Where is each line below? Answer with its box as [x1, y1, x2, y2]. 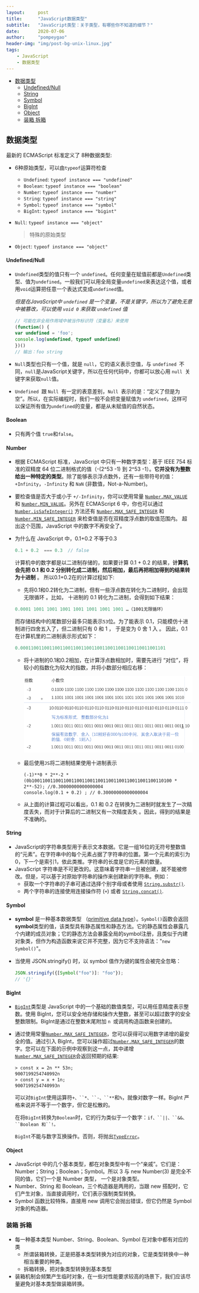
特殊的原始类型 [29, 231, 66, 238]
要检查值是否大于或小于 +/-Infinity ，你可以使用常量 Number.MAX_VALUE [14, 493, 188, 500]
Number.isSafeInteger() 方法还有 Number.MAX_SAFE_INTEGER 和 [14, 507, 164, 515]
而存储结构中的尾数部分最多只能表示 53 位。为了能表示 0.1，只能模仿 [14, 618, 178, 625]
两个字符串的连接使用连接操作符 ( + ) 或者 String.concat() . [23, 888, 164, 895]
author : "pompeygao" [6, 34, 67, 41]
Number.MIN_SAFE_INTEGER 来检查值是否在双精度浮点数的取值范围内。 [14, 515, 181, 522]
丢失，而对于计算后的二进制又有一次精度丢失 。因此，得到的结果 [28, 808, 186, 815]
